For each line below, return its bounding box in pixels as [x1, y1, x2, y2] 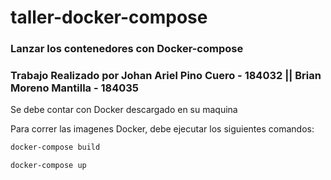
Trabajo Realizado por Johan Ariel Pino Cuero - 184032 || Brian [10, 69, 322, 83]
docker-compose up [10, 161, 87, 171]
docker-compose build [10, 142, 101, 153]
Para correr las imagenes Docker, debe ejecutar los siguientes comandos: [10, 123, 315, 135]
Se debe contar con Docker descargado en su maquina [10, 104, 238, 116]
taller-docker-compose [10, 6, 208, 29]
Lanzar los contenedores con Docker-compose [10, 42, 244, 56]
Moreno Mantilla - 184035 [10, 81, 140, 95]
